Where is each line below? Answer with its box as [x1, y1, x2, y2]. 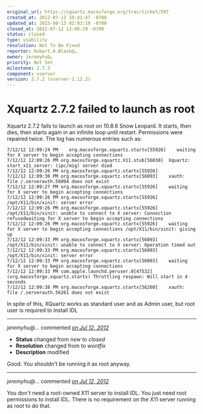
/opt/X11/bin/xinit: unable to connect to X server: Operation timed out [7, 242, 196, 248]
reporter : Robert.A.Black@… [7, 48, 78, 54]
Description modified [15, 349, 69, 356]
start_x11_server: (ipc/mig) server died [7, 163, 113, 169]
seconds [7, 279, 27, 285]
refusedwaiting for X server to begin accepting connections [7, 216, 164, 222]
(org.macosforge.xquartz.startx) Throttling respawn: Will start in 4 [7, 274, 188, 280]
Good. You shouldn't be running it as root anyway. [7, 360, 131, 367]
